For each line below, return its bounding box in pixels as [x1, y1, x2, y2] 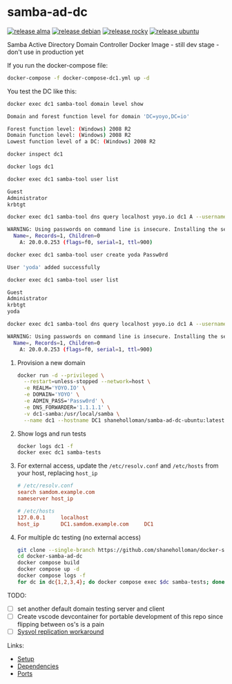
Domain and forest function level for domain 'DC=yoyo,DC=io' [7, 113, 190, 120]
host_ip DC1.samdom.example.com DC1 [17, 520, 154, 528]
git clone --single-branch [17, 546, 95, 553]
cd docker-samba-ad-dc [17, 553, 83, 560]
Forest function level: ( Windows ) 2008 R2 [7, 125, 131, 132]
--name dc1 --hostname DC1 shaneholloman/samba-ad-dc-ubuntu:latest [23, 416, 225, 424]
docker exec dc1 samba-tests [17, 449, 101, 456]
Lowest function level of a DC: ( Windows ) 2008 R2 [7, 138, 156, 145]
